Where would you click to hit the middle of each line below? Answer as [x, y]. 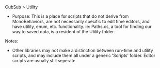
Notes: [12, 41]
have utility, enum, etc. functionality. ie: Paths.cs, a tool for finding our [82, 27]
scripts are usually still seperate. [44, 61]
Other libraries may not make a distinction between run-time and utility [83, 50]
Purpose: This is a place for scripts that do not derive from [70, 16]
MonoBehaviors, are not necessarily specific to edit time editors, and [81, 21]
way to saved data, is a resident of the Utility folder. [63, 32]
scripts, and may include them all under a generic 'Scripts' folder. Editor [84, 55]
